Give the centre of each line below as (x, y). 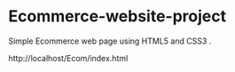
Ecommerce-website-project (117, 16)
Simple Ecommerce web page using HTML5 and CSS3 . (110, 41)
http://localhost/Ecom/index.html (68, 58)
